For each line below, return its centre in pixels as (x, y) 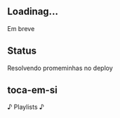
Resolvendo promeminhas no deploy (60, 68)
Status (22, 51)
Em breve (21, 28)
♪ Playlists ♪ (26, 107)
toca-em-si (32, 90)
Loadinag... (33, 12)
